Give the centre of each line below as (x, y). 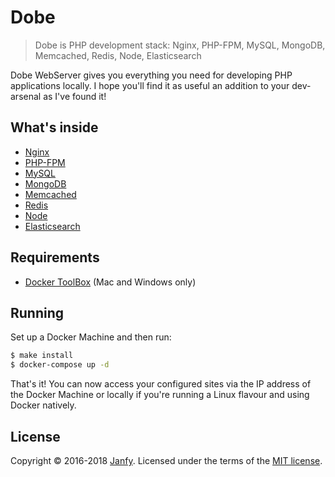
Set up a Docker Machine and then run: (91, 337)
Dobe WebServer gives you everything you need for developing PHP (151, 75)
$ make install (42, 356)
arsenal (26, 96)
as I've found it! (75, 96)
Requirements (55, 257)
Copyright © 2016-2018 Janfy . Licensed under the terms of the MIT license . (166, 460)
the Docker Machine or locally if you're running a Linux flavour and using (160, 395)
